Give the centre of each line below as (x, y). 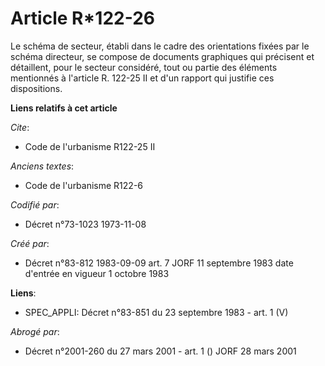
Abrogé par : (35, 331)
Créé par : (30, 243)
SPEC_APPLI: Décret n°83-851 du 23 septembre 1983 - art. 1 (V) (156, 312)
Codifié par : (35, 204)
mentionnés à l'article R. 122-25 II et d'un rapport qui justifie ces (142, 78)
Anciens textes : (42, 166)
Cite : (20, 127)
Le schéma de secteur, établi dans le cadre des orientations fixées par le (160, 46)
